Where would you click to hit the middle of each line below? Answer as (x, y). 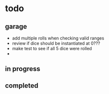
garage (16, 27)
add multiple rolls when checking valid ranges (58, 38)
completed (22, 85)
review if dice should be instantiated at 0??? (56, 43)
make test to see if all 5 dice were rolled (52, 48)
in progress (23, 69)
